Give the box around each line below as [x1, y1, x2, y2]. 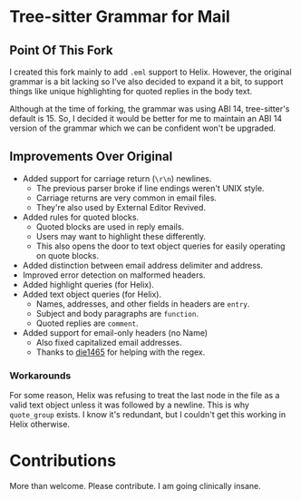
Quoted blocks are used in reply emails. [35, 221, 184, 232]
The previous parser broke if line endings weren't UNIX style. [35, 182, 265, 193]
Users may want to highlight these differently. [35, 230, 207, 241]
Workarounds [9, 369, 72, 382]
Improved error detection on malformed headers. [22, 270, 206, 280]
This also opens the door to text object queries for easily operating [35, 240, 286, 251]
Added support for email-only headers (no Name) [22, 327, 209, 338]
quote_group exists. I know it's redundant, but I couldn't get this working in [9, 409, 286, 420]
